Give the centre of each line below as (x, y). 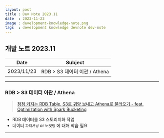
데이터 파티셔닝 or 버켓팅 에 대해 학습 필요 (50, 126)
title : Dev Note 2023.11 (31, 14)
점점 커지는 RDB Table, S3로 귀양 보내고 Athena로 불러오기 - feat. (80, 104)
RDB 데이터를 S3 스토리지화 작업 (43, 120)
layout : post (18, 9)
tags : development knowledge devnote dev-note (55, 28)
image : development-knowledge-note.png (47, 23)
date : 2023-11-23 (25, 18)
